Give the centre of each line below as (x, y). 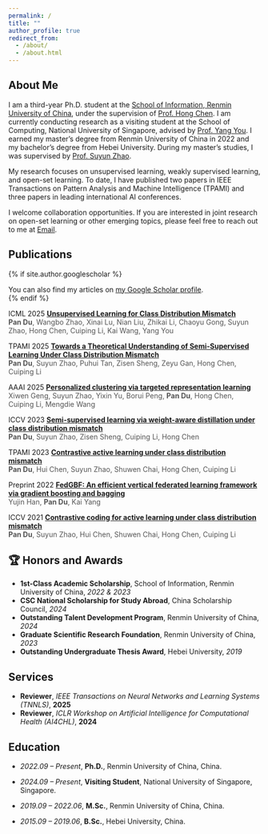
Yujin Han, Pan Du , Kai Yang (55, 502)
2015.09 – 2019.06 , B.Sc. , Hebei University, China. (103, 821)
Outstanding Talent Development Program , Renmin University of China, (140, 618)
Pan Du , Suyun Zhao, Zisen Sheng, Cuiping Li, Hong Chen (104, 437)
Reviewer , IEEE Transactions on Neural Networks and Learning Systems (140, 696)
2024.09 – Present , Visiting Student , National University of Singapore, (136, 782)
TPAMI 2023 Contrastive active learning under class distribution (117, 452)
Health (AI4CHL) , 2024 (58, 722)
